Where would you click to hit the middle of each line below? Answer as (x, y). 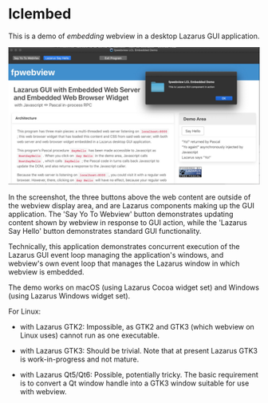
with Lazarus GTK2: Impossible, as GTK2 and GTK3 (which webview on (137, 326)
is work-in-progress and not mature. (79, 359)
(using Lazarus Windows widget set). (69, 295)
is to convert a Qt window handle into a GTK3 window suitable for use (134, 383)
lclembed (40, 14)
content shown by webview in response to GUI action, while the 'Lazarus (128, 222)
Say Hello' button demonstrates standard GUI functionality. (105, 231)
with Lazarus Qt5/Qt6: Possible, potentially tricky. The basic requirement (139, 374)
